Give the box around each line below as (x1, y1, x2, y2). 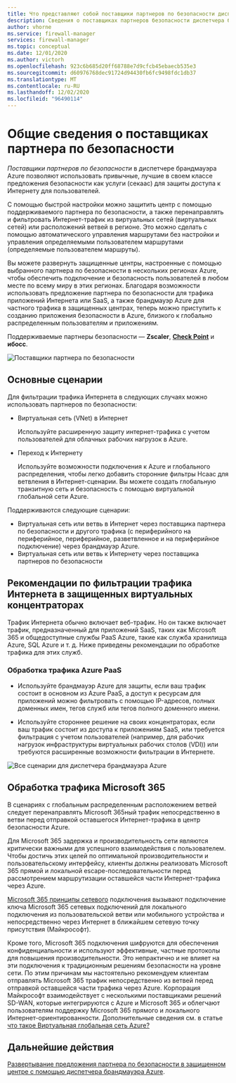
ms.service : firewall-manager (7, 30, 96, 37)
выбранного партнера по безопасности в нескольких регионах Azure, (7, 266, 219, 275)
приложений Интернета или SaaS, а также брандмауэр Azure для (7, 296, 205, 304)
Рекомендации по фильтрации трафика (7, 577, 192, 589)
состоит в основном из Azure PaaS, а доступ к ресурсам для (17, 688, 202, 698)
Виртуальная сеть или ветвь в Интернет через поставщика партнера (17, 519, 226, 528)
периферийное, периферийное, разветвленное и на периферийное (17, 534, 220, 543)
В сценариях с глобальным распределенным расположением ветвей (7, 800, 217, 809)
